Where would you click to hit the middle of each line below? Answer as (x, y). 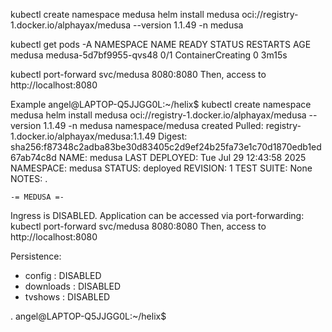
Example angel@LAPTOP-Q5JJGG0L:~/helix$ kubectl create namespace (161, 104)
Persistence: (36, 256)
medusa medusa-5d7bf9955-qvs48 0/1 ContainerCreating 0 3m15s (149, 55)
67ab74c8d (33, 157)
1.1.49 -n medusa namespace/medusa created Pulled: (153, 125)
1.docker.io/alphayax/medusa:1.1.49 (83, 136)
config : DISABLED (63, 275)
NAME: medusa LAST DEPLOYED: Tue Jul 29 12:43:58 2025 (182, 157)
